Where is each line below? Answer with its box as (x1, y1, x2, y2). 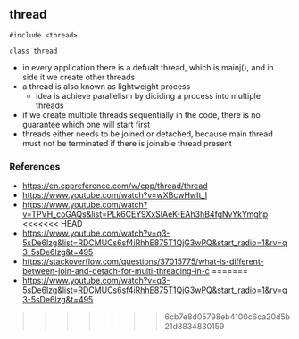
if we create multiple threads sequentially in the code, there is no (21, 109, 261, 120)
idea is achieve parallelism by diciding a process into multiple (35, 90, 262, 101)
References (9, 160, 61, 172)
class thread (9, 46, 58, 55)
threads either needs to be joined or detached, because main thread (21, 128, 274, 139)
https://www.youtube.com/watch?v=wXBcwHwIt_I (21, 190, 208, 201)
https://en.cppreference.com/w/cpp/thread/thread (21, 180, 208, 191)
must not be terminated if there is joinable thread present (21, 137, 232, 148)
